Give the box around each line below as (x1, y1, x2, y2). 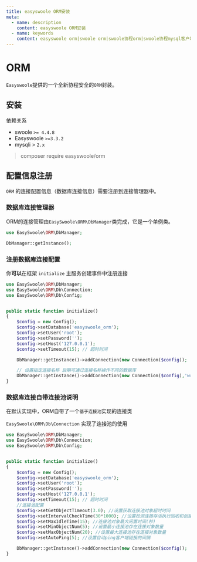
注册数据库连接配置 (6, 255, 60, 263)
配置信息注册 (6, 171, 53, 181)
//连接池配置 (16, 502, 44, 508)
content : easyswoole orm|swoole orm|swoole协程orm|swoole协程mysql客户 (16, 36, 190, 42)
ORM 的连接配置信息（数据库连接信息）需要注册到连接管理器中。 (6, 187, 159, 194)
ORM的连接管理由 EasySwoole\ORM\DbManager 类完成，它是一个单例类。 (6, 218, 174, 225)
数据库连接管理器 (6, 204, 55, 212)
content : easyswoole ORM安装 (16, 25, 86, 31)
